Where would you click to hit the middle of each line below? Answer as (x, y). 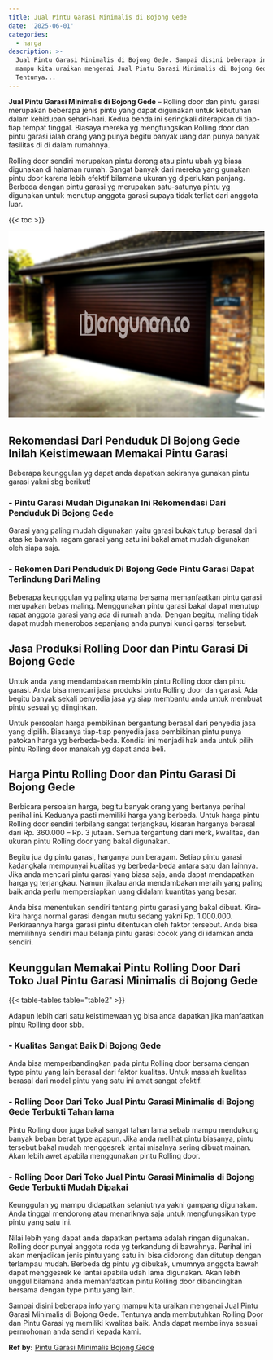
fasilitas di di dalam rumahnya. (59, 145)
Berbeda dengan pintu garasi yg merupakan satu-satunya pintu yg (119, 187)
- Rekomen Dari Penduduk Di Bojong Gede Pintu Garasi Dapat (132, 569)
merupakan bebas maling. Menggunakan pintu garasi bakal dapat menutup (134, 605)
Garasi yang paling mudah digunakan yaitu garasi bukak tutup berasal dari (133, 530)
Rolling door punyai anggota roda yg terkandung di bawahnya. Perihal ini (130, 1247)
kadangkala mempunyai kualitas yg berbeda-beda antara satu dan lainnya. (133, 866)
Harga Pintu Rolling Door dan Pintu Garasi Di (122, 774)
